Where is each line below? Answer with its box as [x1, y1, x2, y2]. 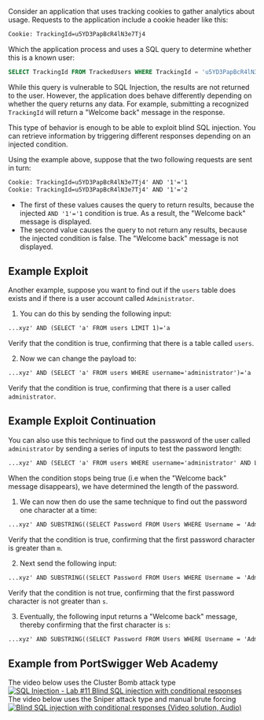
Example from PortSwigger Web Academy [8, 657, 218, 670]
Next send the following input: [19, 559, 117, 568]
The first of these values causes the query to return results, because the [19, 200, 255, 210]
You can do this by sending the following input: [19, 309, 172, 318]
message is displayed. [19, 217, 92, 226]
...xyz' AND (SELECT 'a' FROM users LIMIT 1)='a [8, 325, 170, 332]
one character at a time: [19, 505, 97, 514]
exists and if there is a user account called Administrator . [8, 294, 195, 303]
